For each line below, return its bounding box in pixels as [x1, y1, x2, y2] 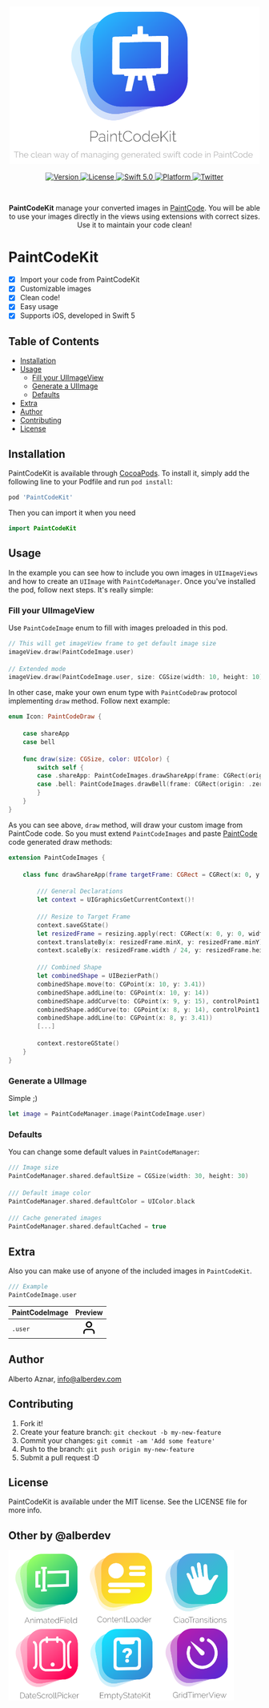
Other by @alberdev [8, 1529, 111, 1542]
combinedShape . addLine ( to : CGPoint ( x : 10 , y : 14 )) [37, 988, 210, 997]
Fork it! [19, 1418, 44, 1428]
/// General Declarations [37, 887, 124, 895]
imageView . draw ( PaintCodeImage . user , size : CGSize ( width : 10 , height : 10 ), [8, 673, 267, 681]
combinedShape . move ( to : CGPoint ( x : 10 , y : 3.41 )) [37, 980, 206, 988]
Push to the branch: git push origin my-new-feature [19, 1444, 195, 1453]
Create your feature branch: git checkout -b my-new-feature [19, 1427, 222, 1437]
